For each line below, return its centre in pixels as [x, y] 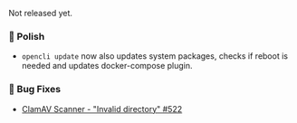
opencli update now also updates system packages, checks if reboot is [155, 56]
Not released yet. [41, 13]
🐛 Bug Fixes [34, 90]
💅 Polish [27, 36]
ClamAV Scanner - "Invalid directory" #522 [102, 109]
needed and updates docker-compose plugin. [107, 66]
